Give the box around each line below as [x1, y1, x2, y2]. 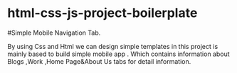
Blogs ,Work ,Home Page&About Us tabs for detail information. [7, 57, 191, 65]
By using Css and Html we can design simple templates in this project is [7, 42, 218, 50]
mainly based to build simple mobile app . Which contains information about [7, 50, 230, 58]
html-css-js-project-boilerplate [7, 5, 198, 21]
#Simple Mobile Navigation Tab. [7, 28, 101, 37]
